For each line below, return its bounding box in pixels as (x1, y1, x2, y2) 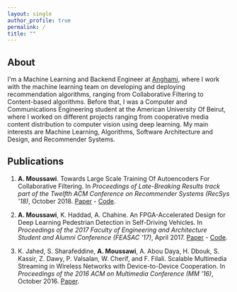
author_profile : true (7, 17, 71, 24)
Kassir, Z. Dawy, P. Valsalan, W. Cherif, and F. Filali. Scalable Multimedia (17, 254, 227, 262)
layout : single (7, 10, 52, 18)
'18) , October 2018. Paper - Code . (17, 197, 116, 205)
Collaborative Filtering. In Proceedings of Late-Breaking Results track (17, 182, 221, 190)
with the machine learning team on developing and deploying (7, 83, 186, 91)
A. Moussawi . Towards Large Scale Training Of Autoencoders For (17, 174, 210, 182)
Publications (7, 156, 64, 168)
